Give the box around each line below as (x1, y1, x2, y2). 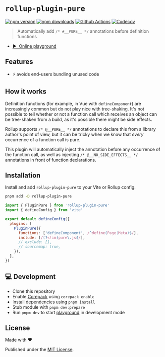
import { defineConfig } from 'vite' (5, 208, 83, 213)
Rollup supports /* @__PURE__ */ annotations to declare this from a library (5, 126, 156, 132)
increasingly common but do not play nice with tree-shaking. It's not (5, 106, 145, 112)
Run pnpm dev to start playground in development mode (12, 309, 125, 315)
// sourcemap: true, (18, 244, 61, 250)
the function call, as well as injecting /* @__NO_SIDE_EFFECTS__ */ (5, 151, 138, 158)
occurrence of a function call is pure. (5, 136, 81, 143)
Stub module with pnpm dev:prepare (12, 304, 85, 310)
